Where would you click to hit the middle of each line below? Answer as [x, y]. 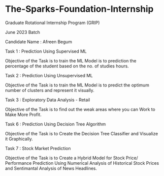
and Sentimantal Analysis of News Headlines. [51, 168]
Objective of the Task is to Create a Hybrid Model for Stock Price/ [72, 158]
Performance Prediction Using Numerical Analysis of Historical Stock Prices [82, 163]
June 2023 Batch [23, 32]
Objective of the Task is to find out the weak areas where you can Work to [80, 109]
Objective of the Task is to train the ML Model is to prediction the [71, 60]
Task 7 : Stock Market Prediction [38, 148]
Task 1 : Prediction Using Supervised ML [46, 51]
